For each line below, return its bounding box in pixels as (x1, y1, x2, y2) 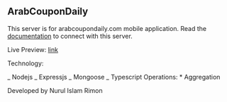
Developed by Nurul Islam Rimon (7, 86, 103, 94)
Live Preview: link (7, 45, 59, 53)
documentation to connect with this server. (7, 32, 133, 40)
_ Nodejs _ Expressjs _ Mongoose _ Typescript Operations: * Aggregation (7, 72, 221, 81)
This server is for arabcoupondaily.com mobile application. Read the (7, 24, 207, 32)
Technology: (7, 59, 44, 68)
